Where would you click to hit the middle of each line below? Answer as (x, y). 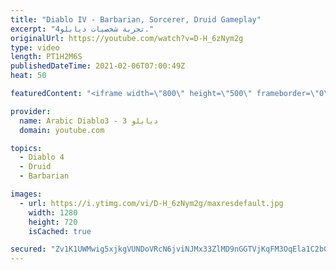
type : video (35, 47)
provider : (31, 111)
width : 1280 (53, 212)
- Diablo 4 (42, 157)
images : (26, 194)
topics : (26, 148)
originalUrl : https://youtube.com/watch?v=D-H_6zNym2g (127, 38)
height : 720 (53, 222)
